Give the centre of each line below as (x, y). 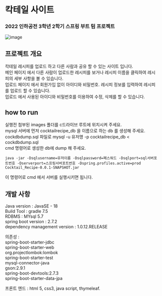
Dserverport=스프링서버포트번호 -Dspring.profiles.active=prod (80, 163)
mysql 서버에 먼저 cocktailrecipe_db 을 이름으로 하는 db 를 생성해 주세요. (75, 131)
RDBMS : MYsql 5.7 (24, 216)
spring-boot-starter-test (29, 258)
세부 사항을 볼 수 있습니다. (39, 79)
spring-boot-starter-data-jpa (34, 278)
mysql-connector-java (27, 262)
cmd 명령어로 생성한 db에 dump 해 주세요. (45, 148)
